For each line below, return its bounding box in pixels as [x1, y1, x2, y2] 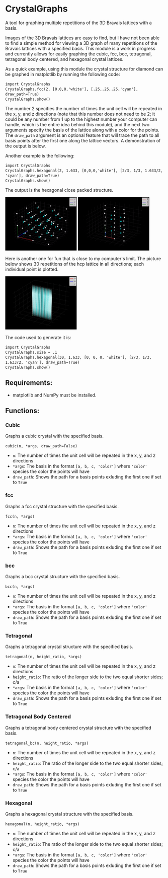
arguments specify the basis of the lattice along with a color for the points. [5, 127, 159, 133]
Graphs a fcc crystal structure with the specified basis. [5, 503, 119, 509]
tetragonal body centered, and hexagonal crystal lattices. [5, 56, 124, 62]
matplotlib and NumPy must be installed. [12, 392, 97, 398]
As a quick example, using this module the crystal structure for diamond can [5, 66, 163, 72]
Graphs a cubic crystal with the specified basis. [5, 433, 104, 439]
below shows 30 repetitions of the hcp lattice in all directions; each [5, 261, 144, 267]
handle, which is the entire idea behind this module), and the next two [5, 121, 150, 127]
